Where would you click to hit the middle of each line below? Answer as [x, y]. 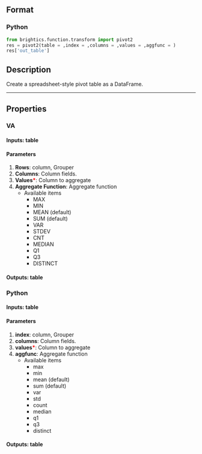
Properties [26, 109]
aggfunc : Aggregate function [51, 354]
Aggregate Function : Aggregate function [66, 187]
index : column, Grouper [44, 335]
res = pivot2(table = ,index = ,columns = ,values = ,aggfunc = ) [91, 45]
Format [20, 10]
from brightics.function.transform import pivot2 [70, 39]
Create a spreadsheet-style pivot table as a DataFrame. [75, 84]
